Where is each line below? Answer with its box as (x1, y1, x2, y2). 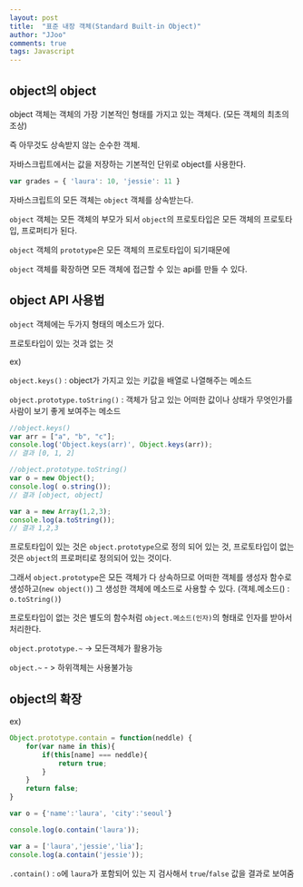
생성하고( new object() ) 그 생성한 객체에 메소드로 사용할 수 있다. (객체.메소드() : (9, 583, 290, 595)
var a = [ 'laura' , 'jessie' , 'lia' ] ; (9, 842, 144, 851)
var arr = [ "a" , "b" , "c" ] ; (9, 432, 116, 441)
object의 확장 (9, 691, 83, 706)
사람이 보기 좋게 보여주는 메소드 (9, 405, 122, 416)
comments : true (9, 38, 67, 48)
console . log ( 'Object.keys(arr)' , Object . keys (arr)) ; (9, 440, 213, 449)
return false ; (25, 784, 79, 793)
